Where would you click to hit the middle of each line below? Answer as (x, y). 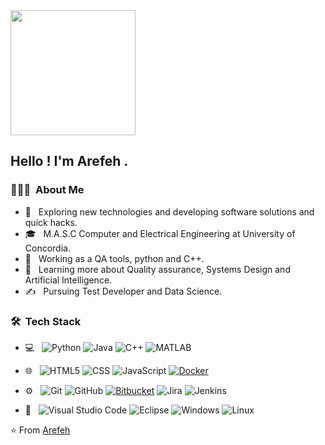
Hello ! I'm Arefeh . (69, 161)
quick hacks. (51, 222)
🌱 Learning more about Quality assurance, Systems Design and (157, 269)
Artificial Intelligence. (68, 280)
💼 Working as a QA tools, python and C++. (114, 258)
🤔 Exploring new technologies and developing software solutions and (169, 211)
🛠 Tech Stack (46, 321)
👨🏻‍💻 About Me (47, 190)
